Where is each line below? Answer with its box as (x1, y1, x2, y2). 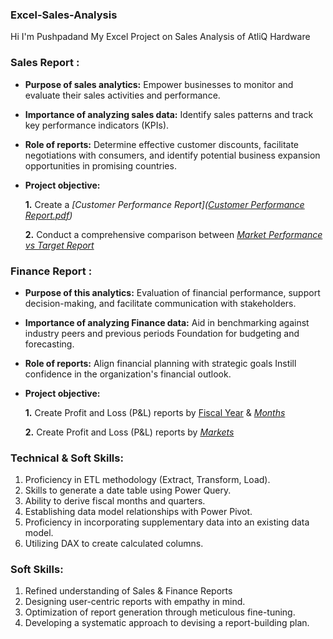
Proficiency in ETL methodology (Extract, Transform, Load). (24, 474, 271, 486)
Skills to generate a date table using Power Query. (24, 484, 232, 497)
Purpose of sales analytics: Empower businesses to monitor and (24, 78, 294, 90)
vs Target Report (24, 239, 95, 251)
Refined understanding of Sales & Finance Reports (24, 585, 233, 597)
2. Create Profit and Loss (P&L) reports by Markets (24, 426, 235, 438)
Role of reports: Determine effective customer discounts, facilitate (24, 138, 300, 150)
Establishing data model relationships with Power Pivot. (24, 506, 253, 518)
